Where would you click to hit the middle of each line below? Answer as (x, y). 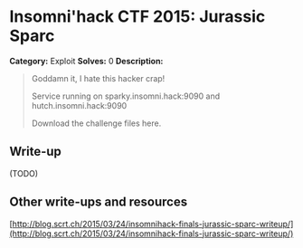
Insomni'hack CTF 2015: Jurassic (137, 17)
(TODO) (24, 173)
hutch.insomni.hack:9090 (79, 105)
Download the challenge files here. (96, 123)
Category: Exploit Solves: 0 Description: (86, 61)
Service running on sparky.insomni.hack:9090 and (126, 96)
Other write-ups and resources (99, 202)
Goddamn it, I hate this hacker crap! (98, 78)
